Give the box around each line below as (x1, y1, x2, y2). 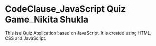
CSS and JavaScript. (5, 35, 47, 41)
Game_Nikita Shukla (5, 14, 89, 25)
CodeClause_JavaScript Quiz (5, 3, 126, 15)
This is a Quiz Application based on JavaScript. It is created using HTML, (5, 30, 152, 36)
